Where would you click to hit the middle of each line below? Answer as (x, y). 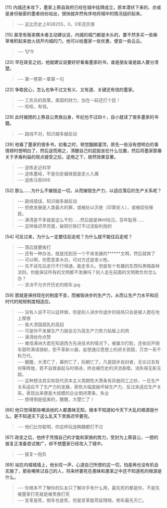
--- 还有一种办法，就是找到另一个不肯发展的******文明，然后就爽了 (86, 254)
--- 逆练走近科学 (34, 168)
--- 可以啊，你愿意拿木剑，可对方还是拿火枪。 (65, 260)
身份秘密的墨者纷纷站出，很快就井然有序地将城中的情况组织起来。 (77, 13)
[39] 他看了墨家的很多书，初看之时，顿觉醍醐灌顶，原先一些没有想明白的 (80, 144)
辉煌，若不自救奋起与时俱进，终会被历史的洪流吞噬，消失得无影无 (94, 368)
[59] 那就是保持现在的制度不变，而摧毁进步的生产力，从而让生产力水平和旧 (82, 295)
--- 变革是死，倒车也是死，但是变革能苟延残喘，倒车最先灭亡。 (82, 500)
